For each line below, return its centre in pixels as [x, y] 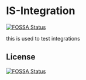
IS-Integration [41, 11]
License [21, 57]
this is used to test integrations [43, 38]
